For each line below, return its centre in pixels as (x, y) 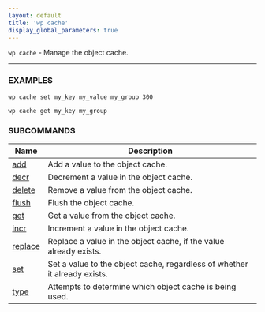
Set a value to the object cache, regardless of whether (148, 264)
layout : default (35, 15)
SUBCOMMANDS (42, 130)
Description (150, 151)
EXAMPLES (30, 81)
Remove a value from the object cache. (120, 190)
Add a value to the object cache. (108, 164)
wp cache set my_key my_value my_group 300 (81, 97)
